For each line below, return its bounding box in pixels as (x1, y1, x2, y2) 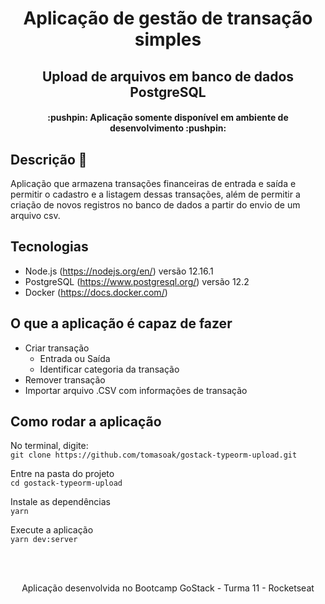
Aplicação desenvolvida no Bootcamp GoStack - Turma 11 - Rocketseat (21, 582, 315, 594)
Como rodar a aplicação (10, 413, 162, 430)
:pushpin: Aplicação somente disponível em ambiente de (47, 112, 289, 124)
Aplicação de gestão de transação (23, 7, 313, 30)
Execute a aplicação (10, 524, 94, 536)
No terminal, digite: (10, 440, 89, 452)
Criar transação (24, 342, 90, 354)
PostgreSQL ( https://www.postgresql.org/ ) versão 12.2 (24, 275, 250, 287)
